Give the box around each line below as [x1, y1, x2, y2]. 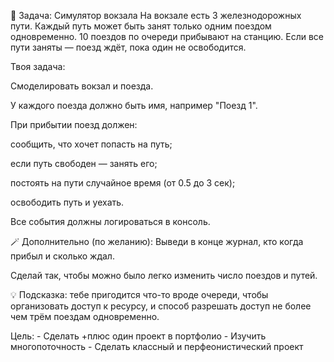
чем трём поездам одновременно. [10, 311, 160, 322]
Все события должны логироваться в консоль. [10, 216, 211, 227]
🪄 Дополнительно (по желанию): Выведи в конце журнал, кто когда [10, 236, 304, 247]
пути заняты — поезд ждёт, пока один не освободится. [10, 41, 247, 53]
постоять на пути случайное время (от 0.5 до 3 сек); [10, 177, 236, 189]
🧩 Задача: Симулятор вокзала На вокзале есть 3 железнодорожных [10, 10, 302, 21]
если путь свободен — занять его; [10, 158, 158, 169]
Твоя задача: [10, 61, 66, 72]
